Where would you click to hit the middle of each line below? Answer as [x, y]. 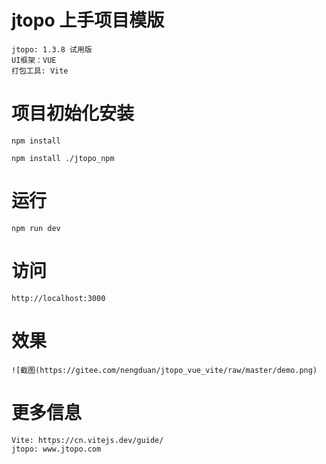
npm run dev [36, 228]
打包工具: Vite [40, 71]
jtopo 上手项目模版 [88, 20]
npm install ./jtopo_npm [63, 158]
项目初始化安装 [73, 113]
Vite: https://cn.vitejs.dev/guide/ [87, 440]
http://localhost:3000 [58, 298]
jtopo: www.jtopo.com [56, 449]
